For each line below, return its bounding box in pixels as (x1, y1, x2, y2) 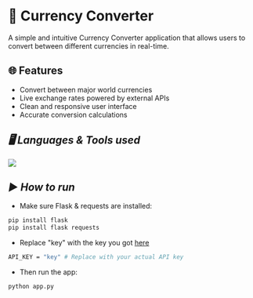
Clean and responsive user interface (19, 101, 137, 111)
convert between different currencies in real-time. (8, 41, 170, 50)
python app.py (8, 282, 55, 290)
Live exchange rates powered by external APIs (19, 93, 170, 103)
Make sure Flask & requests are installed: (19, 202, 153, 211)
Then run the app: (19, 267, 78, 277)
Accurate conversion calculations (19, 110, 128, 119)
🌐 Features (8, 64, 63, 78)
